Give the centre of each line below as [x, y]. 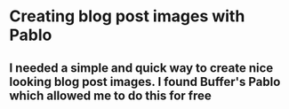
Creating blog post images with [127, 16]
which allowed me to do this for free [110, 95]
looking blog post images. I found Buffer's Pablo [145, 82]
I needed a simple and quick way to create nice [141, 68]
